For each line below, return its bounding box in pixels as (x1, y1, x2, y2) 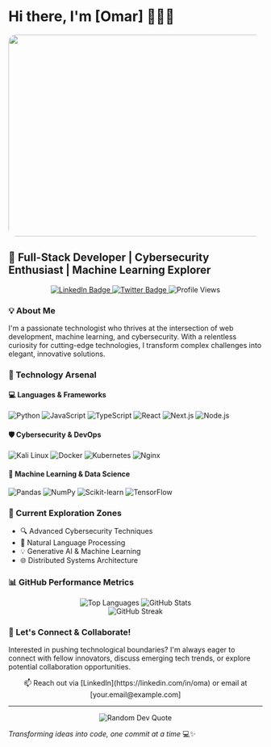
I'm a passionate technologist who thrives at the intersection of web (8, 323, 234, 334)
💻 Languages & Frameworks (8, 389, 106, 399)
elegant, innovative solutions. (8, 349, 106, 359)
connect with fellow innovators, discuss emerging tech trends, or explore (8, 653, 251, 663)
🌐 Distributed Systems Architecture (19, 555, 139, 564)
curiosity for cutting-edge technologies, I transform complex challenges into (8, 341, 262, 350)
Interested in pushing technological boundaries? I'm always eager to (8, 645, 236, 655)
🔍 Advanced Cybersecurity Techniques (19, 526, 153, 535)
